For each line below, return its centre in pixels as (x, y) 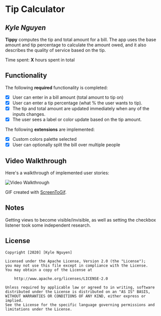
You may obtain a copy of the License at (49, 270)
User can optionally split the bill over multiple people (66, 145)
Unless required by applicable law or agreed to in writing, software (80, 287)
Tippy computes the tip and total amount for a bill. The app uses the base (81, 39)
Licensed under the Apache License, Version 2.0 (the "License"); (76, 261)
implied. (14, 301)
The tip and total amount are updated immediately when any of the (81, 108)
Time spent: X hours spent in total (40, 60)
